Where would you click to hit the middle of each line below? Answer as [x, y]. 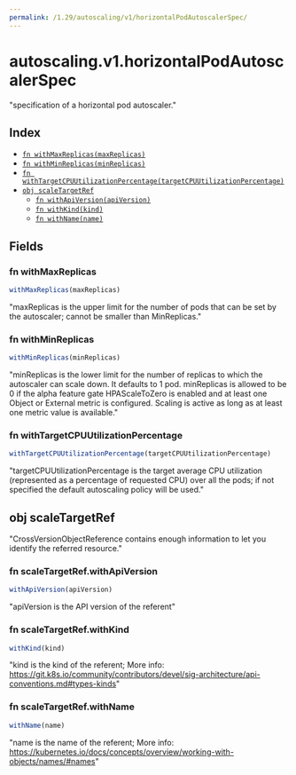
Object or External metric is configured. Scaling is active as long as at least [146, 403]
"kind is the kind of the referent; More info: [87, 665]
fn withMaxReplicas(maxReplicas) [84, 155]
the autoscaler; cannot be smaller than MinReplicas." [105, 316]
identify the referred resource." [66, 549]
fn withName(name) [69, 219]
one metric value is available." [64, 413]
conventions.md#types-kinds [63, 684]
